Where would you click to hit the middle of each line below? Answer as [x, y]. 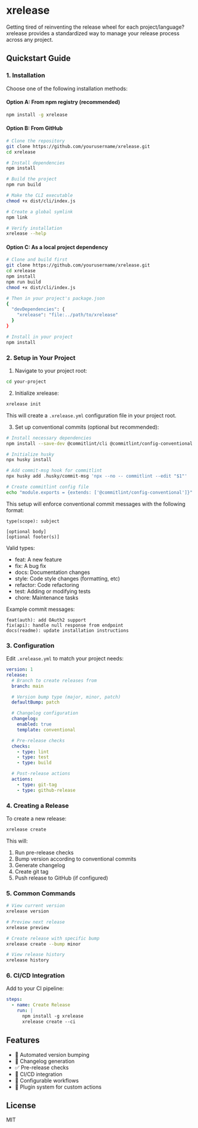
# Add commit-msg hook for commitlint [54, 471]
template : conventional [46, 730]
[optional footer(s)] [33, 537]
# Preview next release [36, 922]
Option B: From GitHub [34, 128]
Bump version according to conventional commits [76, 859]
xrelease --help [26, 233]
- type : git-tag [37, 785]
